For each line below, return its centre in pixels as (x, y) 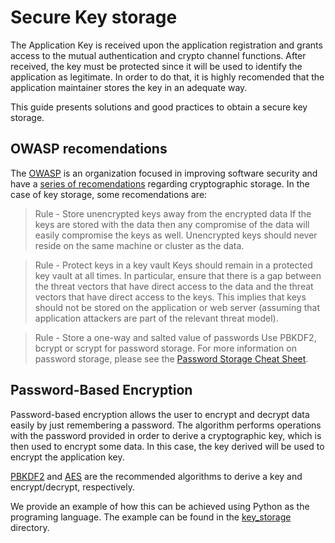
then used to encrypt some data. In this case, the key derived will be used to (167, 446)
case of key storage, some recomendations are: (109, 194)
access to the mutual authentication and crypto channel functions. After (158, 55)
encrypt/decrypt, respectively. (72, 487)
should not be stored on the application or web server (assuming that (177, 307)
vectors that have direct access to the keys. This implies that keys (170, 297)
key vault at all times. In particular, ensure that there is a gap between (178, 275)
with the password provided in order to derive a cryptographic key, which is (166, 435)
